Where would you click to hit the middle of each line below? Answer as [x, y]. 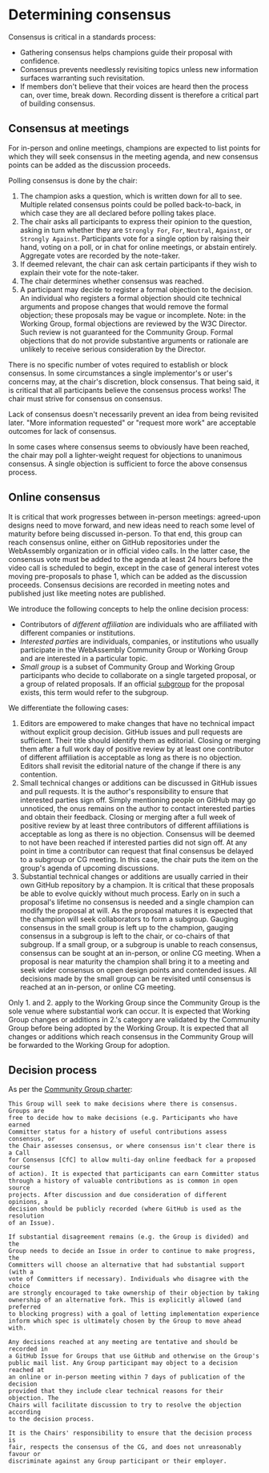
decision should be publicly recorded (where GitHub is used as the [125, 1209]
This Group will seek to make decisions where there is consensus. [123, 1104]
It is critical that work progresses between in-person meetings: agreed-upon [134, 516]
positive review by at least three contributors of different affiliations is [134, 825]
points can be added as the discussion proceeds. [89, 165]
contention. [39, 774]
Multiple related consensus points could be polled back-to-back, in [130, 204]
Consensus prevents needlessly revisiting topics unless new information [139, 69]
